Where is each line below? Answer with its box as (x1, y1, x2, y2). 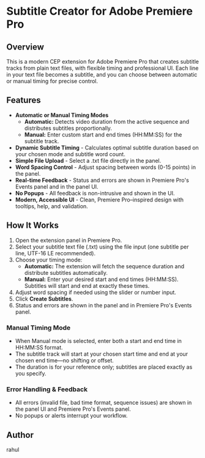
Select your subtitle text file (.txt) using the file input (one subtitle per (15, 243, 189, 250)
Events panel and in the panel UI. (15, 182, 99, 190)
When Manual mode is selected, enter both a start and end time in (15, 337, 182, 344)
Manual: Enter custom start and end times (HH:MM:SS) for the (24, 130, 182, 138)
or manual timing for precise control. (6, 78, 99, 84)
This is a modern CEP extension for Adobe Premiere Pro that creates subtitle (6, 58, 199, 65)
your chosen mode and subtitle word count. (15, 150, 125, 157)
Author (6, 430, 34, 440)
